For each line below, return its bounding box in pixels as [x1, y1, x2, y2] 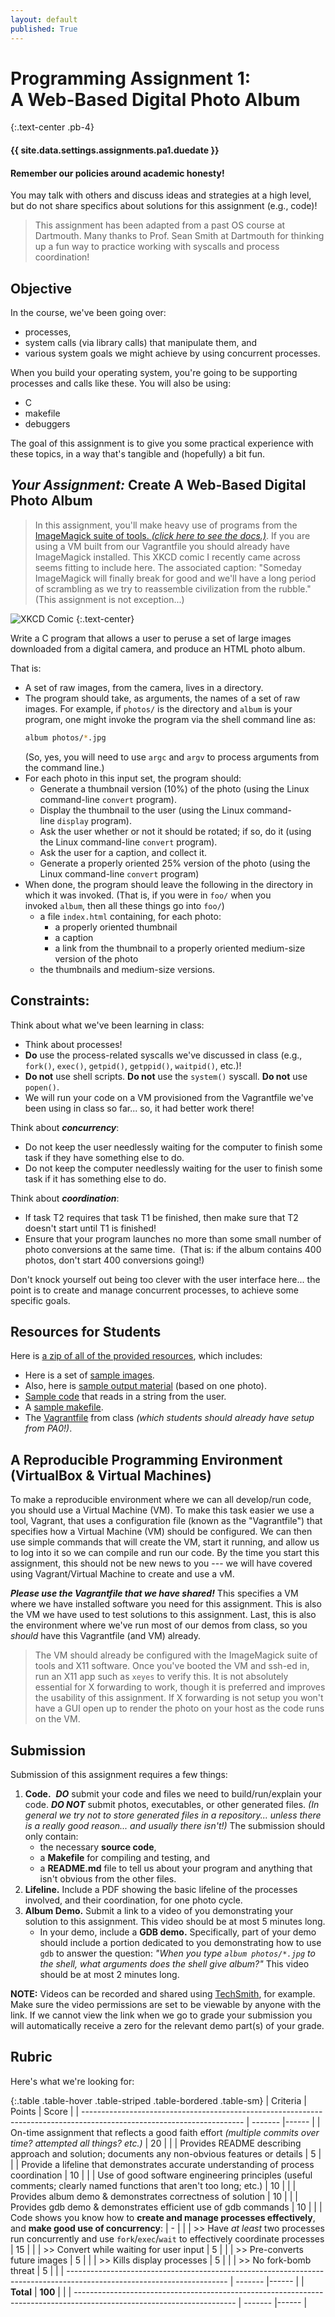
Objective [10, 280, 73, 297]
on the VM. [34, 1713, 81, 1725]
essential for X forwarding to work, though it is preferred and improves [34, 1681, 326, 1693]
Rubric [10, 2049, 53, 2066]
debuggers [24, 418, 71, 430]
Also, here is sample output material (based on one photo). [24, 1380, 268, 1392]
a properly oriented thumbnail [54, 921, 178, 933]
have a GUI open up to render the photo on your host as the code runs [34, 1702, 325, 1715]
